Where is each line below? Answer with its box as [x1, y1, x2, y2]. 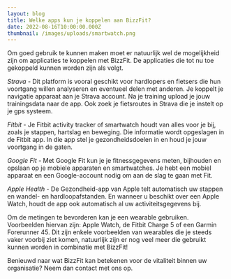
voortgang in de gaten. [7, 143, 73, 151]
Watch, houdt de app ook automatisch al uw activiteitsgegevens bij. [7, 200, 202, 208]
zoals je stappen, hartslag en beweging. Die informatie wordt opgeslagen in [7, 128, 225, 136]
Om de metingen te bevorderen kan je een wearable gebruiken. [7, 213, 189, 222]
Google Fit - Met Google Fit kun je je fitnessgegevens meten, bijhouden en [7, 157, 221, 165]
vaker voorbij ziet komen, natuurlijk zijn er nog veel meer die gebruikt [7, 236, 207, 244]
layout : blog [7, 10, 45, 17]
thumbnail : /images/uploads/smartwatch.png [7, 29, 136, 37]
